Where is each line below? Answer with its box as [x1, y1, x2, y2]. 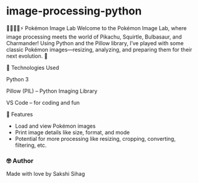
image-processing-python [6, 4, 142, 18]
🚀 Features [6, 110, 33, 118]
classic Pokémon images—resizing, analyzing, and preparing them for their [6, 46, 193, 53]
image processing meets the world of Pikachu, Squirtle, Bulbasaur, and [6, 33, 182, 40]
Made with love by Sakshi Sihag [6, 170, 85, 178]
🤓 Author [6, 157, 34, 165]
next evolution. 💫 [6, 52, 48, 60]
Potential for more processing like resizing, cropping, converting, [14, 135, 176, 142]
